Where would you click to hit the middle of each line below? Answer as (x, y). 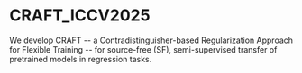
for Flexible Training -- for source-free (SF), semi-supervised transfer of (143, 49)
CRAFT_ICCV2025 (80, 16)
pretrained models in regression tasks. (81, 59)
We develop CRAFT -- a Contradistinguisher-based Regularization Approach (151, 40)
